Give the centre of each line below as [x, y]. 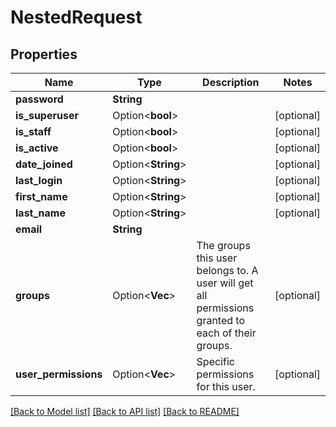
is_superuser [47, 115]
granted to [221, 320]
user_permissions [59, 374]
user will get [225, 283]
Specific [215, 361]
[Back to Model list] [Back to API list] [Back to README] [125, 411]
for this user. [226, 386]
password [39, 99]
